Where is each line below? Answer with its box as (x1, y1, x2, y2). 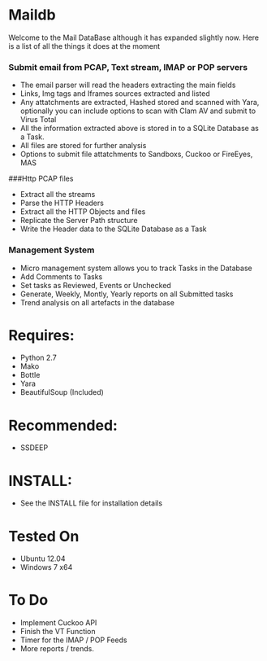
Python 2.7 (19, 352, 57, 363)
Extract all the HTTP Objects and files (19, 207, 146, 217)
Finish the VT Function (19, 627, 96, 637)
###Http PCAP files (8, 173, 74, 184)
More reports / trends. (19, 644, 95, 654)
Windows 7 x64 (19, 563, 73, 572)
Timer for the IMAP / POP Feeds (19, 635, 127, 645)
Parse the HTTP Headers (19, 198, 104, 208)
